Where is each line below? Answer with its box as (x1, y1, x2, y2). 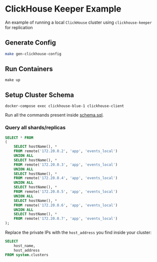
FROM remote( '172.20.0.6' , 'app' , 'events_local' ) (14, 202, 118, 208)
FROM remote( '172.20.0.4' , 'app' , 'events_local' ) (14, 176, 118, 181)
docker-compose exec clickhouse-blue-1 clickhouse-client (5, 104, 124, 108)
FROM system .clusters (5, 252, 49, 257)
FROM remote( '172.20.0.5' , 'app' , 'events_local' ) (14, 189, 118, 194)
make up (5, 77, 21, 83)
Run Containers (5, 65, 53, 73)
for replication (5, 24, 33, 30)
